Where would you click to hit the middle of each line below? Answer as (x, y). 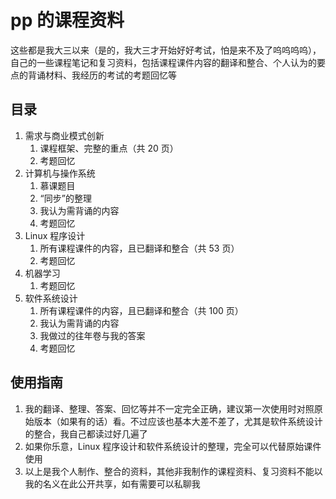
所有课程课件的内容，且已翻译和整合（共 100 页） (141, 310)
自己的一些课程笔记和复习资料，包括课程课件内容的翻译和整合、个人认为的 (163, 62)
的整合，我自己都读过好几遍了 (86, 433)
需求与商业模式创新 (64, 135)
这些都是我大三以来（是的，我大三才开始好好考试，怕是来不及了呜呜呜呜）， (166, 50)
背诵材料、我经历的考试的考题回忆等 (102, 75)
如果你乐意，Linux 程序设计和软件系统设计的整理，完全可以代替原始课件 (173, 446)
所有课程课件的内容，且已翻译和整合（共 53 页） (139, 248)
